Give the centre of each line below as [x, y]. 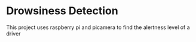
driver [13, 33]
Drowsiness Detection [62, 11]
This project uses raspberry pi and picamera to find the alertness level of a [98, 27]
